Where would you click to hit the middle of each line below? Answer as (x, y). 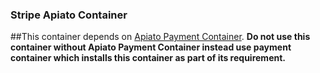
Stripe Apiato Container (69, 15)
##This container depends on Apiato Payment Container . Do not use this (160, 37)
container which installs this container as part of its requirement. (148, 58)
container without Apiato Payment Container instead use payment (151, 47)
